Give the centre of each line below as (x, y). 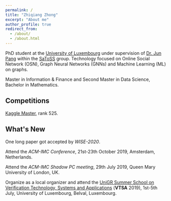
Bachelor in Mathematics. (32, 84)
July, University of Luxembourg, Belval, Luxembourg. (61, 193)
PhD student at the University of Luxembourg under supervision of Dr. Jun (83, 53)
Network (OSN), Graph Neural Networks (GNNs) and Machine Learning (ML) (86, 64)
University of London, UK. (32, 172)
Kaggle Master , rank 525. (32, 113)
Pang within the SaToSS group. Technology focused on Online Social (78, 58)
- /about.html (25, 39)
